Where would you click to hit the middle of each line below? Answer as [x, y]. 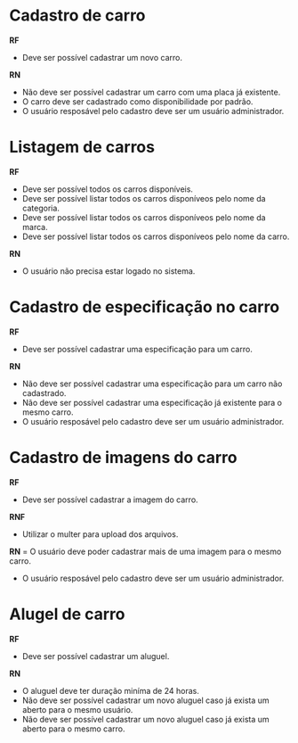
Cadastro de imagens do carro [123, 458]
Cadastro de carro [77, 16]
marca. [35, 227]
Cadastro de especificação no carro [145, 307]
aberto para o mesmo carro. [73, 729]
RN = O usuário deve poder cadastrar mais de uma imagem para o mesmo [145, 551]
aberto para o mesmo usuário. [77, 709]
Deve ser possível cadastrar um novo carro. [102, 57]
